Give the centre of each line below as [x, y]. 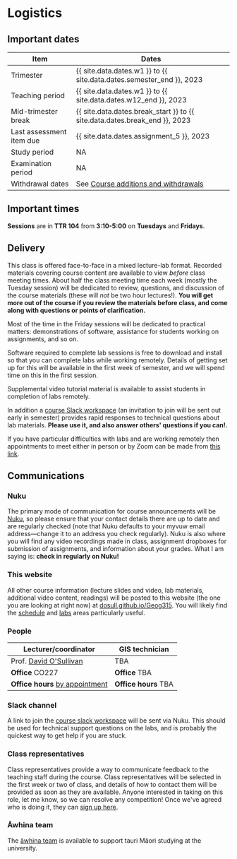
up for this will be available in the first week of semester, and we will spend [116, 367]
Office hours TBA [144, 684]
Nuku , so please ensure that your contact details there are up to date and [114, 519]
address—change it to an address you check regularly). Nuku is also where [116, 534]
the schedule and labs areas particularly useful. [77, 612]
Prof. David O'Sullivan [47, 660]
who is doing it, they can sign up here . [63, 807]
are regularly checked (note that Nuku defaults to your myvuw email [106, 526]
